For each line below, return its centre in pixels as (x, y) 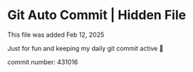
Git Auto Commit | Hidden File (97, 15)
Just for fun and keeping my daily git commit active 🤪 (85, 48)
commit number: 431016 (43, 62)
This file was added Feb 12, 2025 (56, 35)
